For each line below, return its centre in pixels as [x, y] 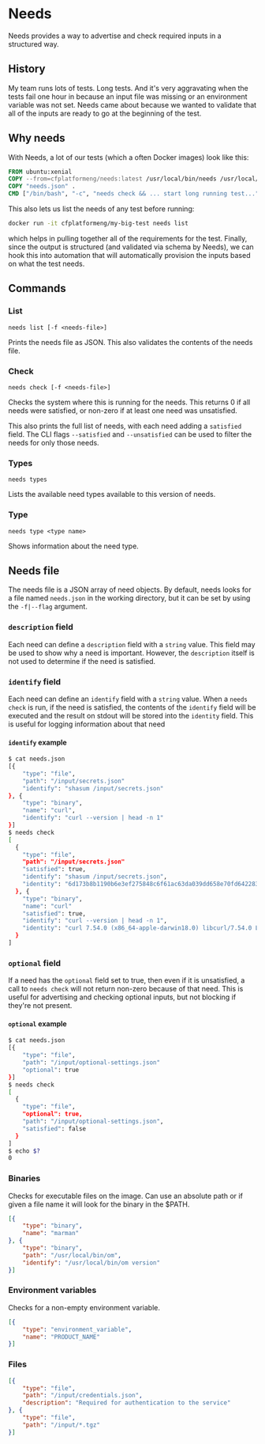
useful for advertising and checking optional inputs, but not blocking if [122, 997]
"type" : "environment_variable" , [77, 1329]
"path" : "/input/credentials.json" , [83, 1396]
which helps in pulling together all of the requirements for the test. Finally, [128, 238]
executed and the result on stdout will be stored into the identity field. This [131, 715]
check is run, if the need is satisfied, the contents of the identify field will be [132, 707]
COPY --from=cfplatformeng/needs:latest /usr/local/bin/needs [112, 179]
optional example [37, 1023]
